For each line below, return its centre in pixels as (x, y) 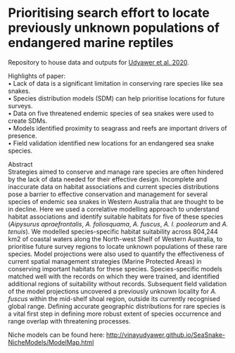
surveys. (20, 105)
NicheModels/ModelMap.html (51, 342)
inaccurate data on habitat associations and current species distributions (114, 186)
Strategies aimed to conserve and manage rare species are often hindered (116, 172)
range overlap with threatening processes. (69, 321)
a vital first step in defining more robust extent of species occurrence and (115, 314)
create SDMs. (28, 120)
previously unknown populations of (114, 28)
